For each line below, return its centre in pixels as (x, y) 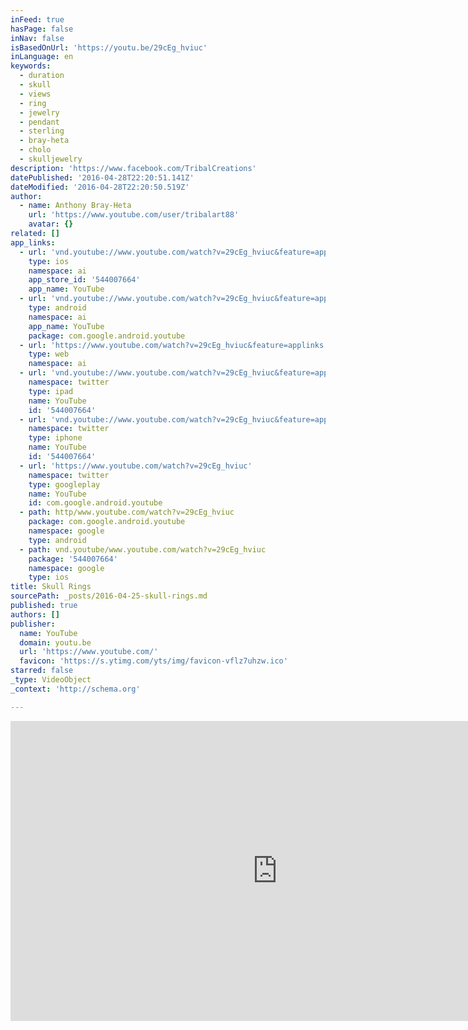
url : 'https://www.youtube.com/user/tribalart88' (134, 215)
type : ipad (51, 391)
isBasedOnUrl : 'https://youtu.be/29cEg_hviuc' (109, 47)
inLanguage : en (42, 57)
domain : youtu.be (55, 642)
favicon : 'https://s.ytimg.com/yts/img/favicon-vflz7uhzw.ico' (153, 661)
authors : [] (35, 614)
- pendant (39, 122)
